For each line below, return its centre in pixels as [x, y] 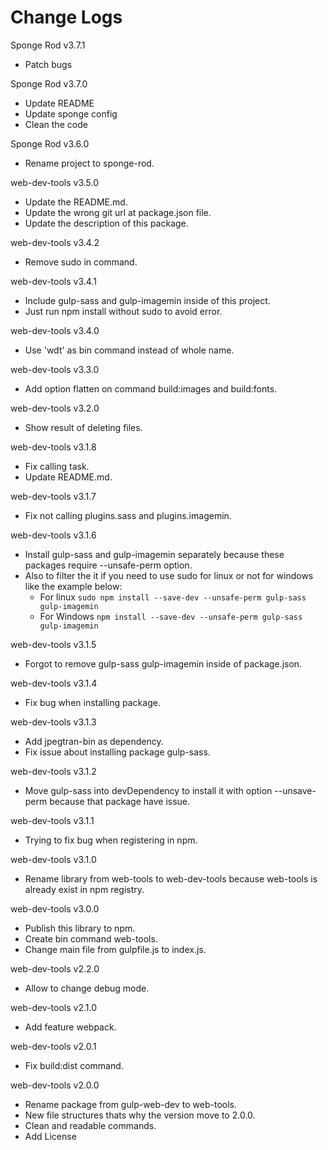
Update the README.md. [76, 202]
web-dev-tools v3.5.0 [55, 182]
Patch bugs [48, 64]
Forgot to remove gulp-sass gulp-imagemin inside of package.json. [163, 663]
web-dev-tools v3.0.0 [55, 908]
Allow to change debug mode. [87, 988]
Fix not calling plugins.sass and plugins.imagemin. [128, 515]
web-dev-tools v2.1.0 [53, 1007]
